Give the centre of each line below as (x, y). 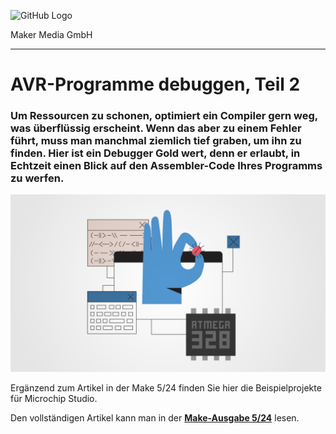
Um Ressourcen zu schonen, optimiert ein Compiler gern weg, (164, 116)
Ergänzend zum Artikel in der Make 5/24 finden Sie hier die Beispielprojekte (166, 387)
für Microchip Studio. (54, 398)
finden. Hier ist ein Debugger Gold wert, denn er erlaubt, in (155, 153)
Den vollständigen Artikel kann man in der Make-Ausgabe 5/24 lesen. (155, 417)
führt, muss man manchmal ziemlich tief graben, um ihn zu (156, 141)
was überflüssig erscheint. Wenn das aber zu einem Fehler (156, 128)
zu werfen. (37, 178)
